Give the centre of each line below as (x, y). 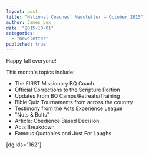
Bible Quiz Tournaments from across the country (74, 102)
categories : (21, 33)
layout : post (22, 11)
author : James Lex (29, 22)
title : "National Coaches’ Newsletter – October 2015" (75, 17)
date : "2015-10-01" (30, 28)
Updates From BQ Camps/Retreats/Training (67, 96)
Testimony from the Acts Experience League (69, 108)
